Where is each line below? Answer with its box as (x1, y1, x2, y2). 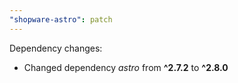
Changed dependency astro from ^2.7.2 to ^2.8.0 (23, 61, 229, 73)
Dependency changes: (9, 42, 103, 54)
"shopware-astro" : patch (9, 14, 113, 25)
